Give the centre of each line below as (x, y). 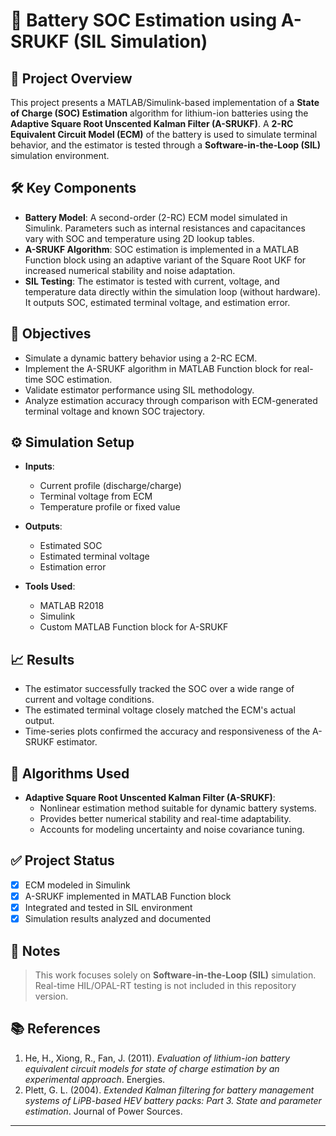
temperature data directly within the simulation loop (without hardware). (172, 291)
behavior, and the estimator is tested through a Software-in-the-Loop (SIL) (166, 145)
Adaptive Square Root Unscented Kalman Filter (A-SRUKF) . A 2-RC (152, 123)
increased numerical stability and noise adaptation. (130, 270)
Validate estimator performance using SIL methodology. (139, 390)
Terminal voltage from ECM (96, 496)
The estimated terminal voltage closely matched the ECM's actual (160, 710)
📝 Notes (35, 950)
